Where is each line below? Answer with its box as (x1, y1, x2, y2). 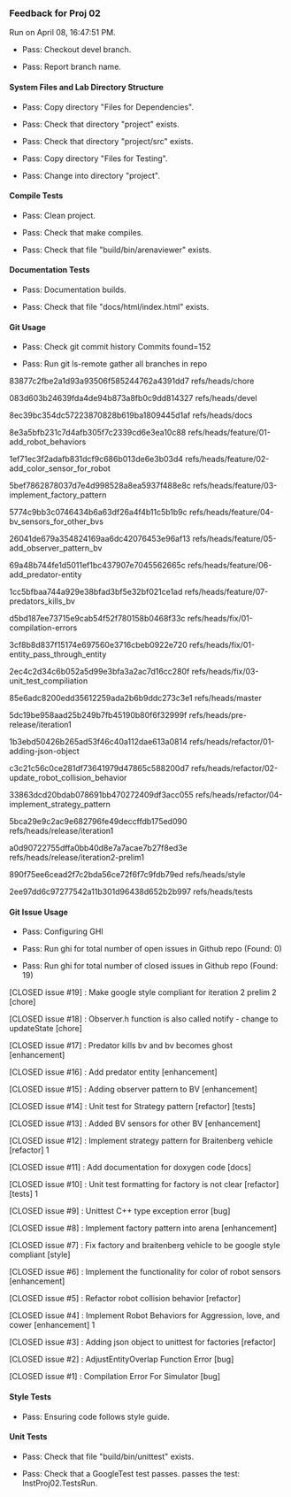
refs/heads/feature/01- (188, 428, 272, 438)
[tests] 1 (9, 1189, 38, 1200)
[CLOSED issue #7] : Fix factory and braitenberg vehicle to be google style (9, 1240, 280, 1251)
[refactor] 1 (9, 1145, 50, 1155)
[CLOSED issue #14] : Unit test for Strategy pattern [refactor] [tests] (9, 1101, 257, 1112)
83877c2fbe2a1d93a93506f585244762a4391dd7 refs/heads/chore (9, 375, 255, 387)
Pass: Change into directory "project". (21, 170, 161, 181)
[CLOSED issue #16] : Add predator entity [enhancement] (9, 1067, 218, 1077)
